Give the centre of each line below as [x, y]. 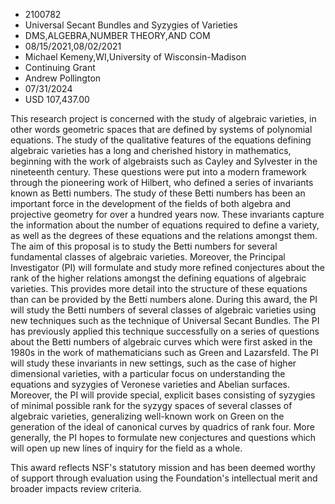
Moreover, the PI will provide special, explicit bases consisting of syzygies [163, 395]
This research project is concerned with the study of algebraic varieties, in [163, 118]
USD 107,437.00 [57, 99]
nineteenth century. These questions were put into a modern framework [158, 172]
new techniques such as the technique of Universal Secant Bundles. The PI [165, 320]
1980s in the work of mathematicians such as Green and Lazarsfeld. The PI [164, 352]
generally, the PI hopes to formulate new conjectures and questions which [163, 437]
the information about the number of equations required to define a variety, [165, 225]
